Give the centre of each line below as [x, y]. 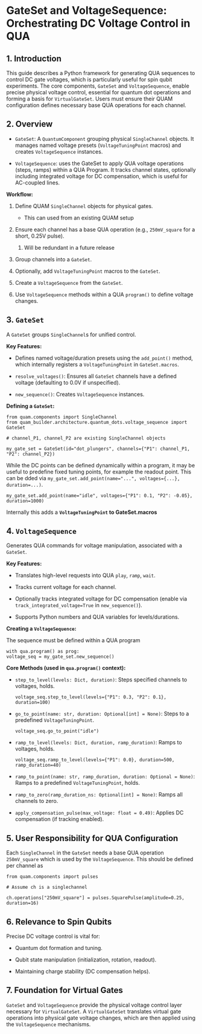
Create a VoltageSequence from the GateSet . [69, 282]
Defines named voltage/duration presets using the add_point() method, [104, 358]
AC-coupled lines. [37, 183]
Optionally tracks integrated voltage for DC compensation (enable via [101, 599]
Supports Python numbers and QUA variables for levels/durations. [97, 617]
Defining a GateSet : [30, 406]
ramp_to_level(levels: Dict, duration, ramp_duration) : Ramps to [98, 743]
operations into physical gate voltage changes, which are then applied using [101, 1018]
